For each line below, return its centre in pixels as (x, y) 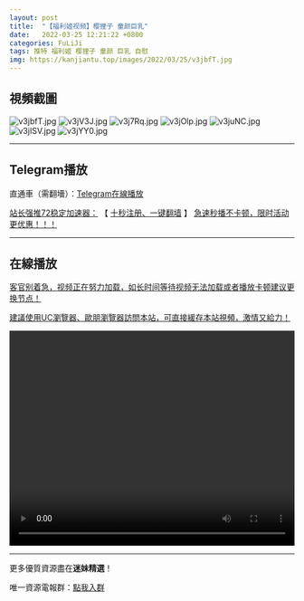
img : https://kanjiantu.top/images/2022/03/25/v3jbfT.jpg (121, 60)
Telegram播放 (48, 170)
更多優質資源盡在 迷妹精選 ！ (61, 568)
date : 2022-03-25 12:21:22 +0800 (76, 34)
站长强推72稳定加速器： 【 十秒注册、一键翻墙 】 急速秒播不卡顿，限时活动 (149, 213)
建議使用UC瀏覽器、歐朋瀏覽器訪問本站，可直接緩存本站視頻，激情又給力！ (150, 318)
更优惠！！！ (33, 224)
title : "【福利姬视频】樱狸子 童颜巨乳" (79, 26)
